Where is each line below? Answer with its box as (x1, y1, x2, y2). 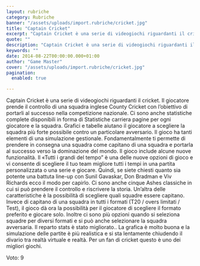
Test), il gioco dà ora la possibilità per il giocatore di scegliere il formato (6, 205, 182, 212)
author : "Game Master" (6, 58, 62, 64)
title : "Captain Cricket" (6, 25, 70, 32)
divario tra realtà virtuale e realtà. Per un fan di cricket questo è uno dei (6, 236, 181, 243)
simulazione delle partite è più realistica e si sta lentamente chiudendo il (6, 230, 183, 237)
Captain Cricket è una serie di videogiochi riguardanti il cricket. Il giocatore (6, 97, 189, 104)
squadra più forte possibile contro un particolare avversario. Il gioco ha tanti (6, 129, 192, 136)
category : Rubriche (6, 14, 55, 20)
